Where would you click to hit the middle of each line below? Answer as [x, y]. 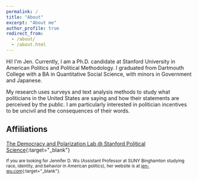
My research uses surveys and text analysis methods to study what [88, 92]
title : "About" [25, 17]
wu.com [14, 171]
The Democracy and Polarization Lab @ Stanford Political [76, 143]
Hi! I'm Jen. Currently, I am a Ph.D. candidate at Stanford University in [91, 61]
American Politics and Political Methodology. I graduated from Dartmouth [95, 67]
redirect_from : [25, 34]
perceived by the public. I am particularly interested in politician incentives [97, 104]
